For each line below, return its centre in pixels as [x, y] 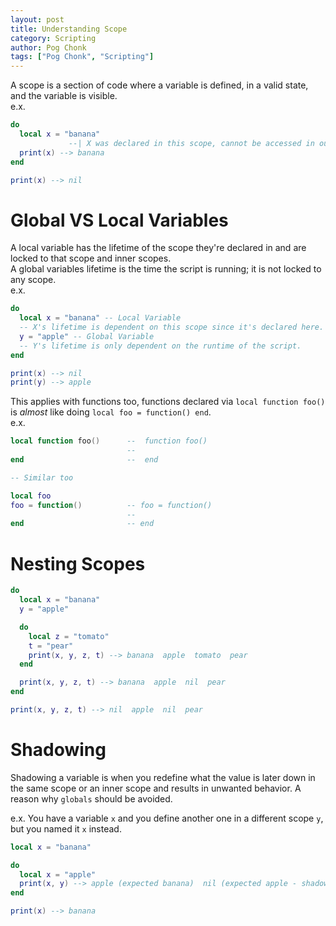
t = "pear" [51, 646]
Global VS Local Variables [119, 220]
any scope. [33, 280]
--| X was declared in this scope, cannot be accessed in [191, 143]
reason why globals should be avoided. [91, 798]
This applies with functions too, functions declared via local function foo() [168, 402]
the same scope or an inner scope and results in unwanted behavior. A [156, 788]
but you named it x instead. [66, 828]
